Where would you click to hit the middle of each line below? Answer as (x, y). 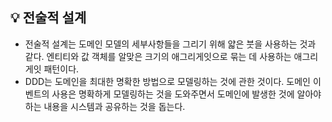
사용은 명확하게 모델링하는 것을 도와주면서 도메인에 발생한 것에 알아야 (186, 94)
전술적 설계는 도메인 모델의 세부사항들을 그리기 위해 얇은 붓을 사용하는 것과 (170, 44)
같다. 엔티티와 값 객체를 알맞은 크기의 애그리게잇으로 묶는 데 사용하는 (158, 56)
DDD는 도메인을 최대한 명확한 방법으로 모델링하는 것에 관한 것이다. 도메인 (167, 81)
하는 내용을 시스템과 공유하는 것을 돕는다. (105, 106)
